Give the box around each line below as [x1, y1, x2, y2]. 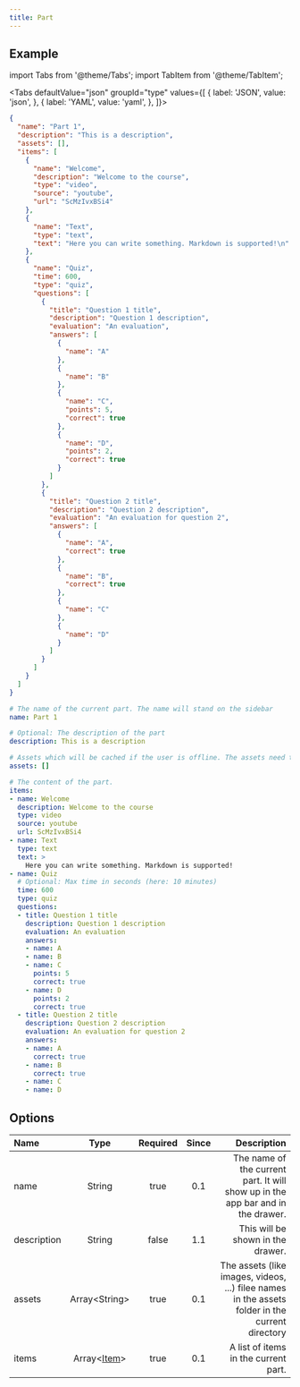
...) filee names [224, 1281, 287, 1294]
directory [248, 1326, 287, 1339]
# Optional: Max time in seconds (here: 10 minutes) [17, 878, 218, 887]
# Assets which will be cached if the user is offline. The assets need [9, 753, 286, 762]
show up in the [224, 1186, 287, 1197]
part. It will [242, 1174, 287, 1187]
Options [9, 1110, 55, 1126]
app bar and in [226, 1196, 287, 1209]
